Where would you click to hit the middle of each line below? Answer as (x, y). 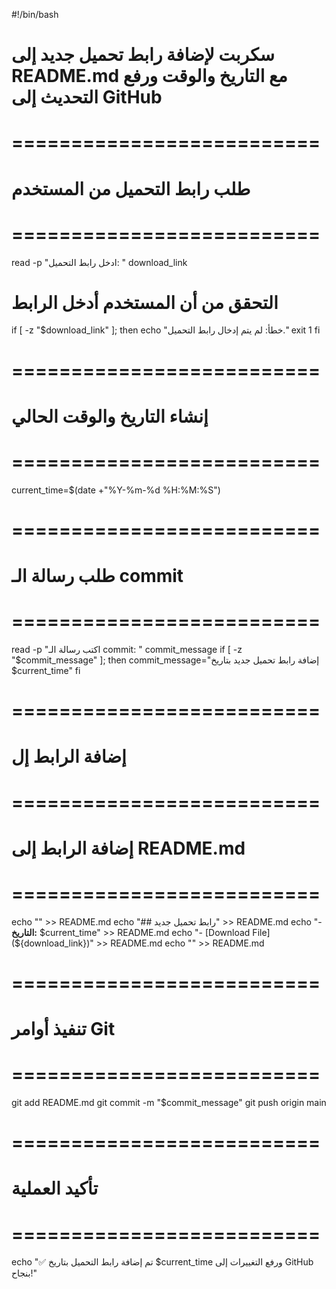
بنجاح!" (24, 1273)
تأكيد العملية (55, 1188)
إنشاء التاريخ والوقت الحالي (110, 416)
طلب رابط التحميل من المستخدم (131, 188)
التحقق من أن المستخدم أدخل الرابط (145, 302)
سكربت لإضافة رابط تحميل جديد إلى (143, 55)
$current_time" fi (46, 671)
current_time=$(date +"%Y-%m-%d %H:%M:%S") (116, 490)
